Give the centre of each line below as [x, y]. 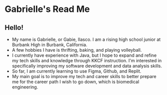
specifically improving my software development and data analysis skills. [87, 66]
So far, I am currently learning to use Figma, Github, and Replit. [76, 71]
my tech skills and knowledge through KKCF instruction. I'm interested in [87, 60]
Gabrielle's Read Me [47, 9]
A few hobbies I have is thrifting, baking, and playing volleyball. [77, 50]
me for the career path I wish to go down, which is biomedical [75, 82]
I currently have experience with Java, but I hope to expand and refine [84, 55]
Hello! [14, 28]
